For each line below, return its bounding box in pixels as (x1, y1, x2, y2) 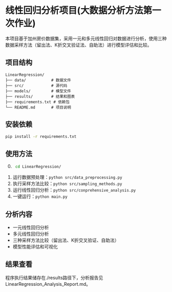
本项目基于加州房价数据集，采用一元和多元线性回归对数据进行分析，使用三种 (5, 35, 167, 41)
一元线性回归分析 (12, 224, 49, 231)
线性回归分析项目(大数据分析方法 (5, 5, 143, 16)
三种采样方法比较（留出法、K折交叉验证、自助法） (12, 237, 119, 243)
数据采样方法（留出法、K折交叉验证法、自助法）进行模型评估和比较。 (5, 41, 152, 48)
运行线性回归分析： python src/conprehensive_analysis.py (12, 187, 136, 193)
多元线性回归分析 (12, 231, 49, 237)
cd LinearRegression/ (15, 164, 61, 170)
